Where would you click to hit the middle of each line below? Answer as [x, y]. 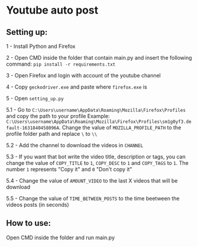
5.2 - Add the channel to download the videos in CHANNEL [75, 145]
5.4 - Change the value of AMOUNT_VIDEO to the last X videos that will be [92, 181]
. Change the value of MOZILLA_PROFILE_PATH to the [120, 127]
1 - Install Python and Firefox [41, 46]
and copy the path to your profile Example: [58, 116]
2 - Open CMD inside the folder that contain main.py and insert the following [99, 58]
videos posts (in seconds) [38, 205]
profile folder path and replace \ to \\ [52, 134]
